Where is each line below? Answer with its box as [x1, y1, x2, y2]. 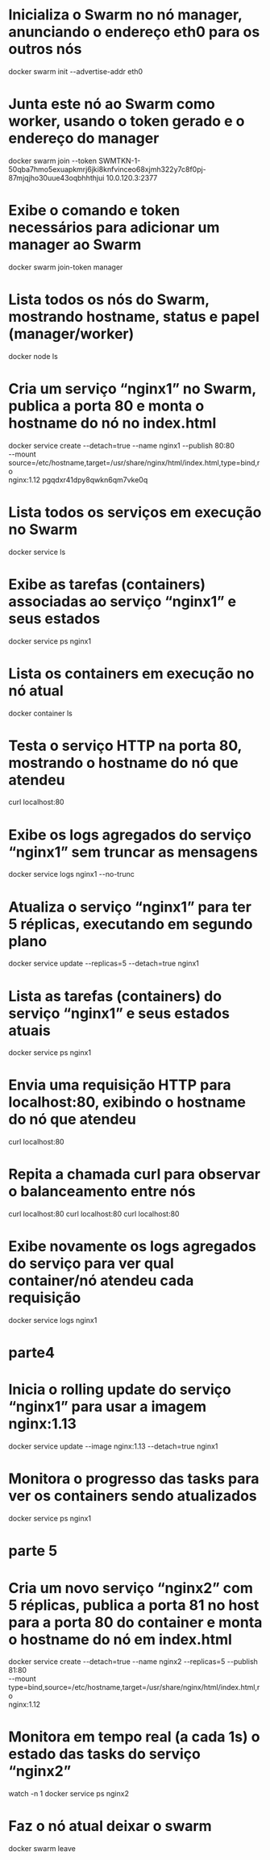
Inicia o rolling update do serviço [8, 1381, 231, 1399]
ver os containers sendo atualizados [8, 1487, 258, 1505]
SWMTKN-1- [98, 156, 141, 165]
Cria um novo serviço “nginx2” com [8, 1578, 254, 1597]
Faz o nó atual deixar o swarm [8, 1817, 212, 1836]
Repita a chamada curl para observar [8, 1166, 260, 1183]
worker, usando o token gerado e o [8, 112, 245, 131]
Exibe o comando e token [8, 202, 181, 219]
